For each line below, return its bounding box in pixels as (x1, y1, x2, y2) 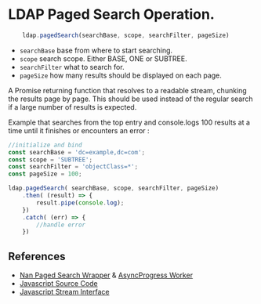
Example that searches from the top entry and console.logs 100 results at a (8, 118, 251, 127)
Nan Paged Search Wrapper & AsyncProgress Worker (19, 270, 194, 280)
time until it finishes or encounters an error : (8, 125, 150, 135)
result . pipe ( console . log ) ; (36, 198, 125, 207)
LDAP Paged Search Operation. (8, 5, 216, 24)
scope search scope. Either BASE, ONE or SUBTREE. (19, 53, 187, 63)
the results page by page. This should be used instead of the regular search (8, 94, 253, 103)
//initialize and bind (8, 141, 82, 149)
